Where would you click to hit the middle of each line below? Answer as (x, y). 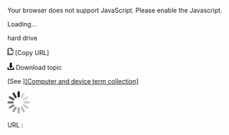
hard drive (22, 38)
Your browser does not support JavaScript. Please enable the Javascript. (115, 10)
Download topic (39, 67)
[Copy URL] (32, 52)
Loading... (22, 24)
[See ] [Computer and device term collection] (73, 81)
